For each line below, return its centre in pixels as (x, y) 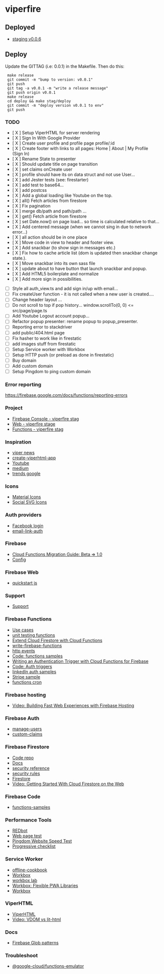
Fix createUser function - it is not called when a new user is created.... (83, 294)
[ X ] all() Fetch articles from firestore (49, 201)
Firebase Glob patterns (35, 943)
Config (19, 560)
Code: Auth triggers (32, 666)
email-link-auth (27, 531)
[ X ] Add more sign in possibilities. (47, 279)
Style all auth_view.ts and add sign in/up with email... (65, 289)
